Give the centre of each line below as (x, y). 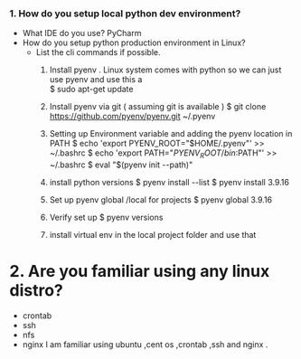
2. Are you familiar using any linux (140, 272)
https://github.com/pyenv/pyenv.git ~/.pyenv (132, 117)
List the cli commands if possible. (98, 52)
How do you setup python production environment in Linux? (134, 43)
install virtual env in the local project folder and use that (153, 235)
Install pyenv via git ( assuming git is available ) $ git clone (158, 107)
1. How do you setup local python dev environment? (125, 14)
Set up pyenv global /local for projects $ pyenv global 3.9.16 (161, 200)
